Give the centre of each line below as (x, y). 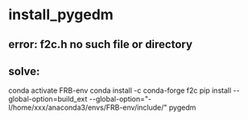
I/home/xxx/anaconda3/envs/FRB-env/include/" (88, 108)
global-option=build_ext (48, 99)
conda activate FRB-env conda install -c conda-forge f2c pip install (120, 90)
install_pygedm (61, 15)
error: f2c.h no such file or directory (101, 44)
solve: (24, 71)
